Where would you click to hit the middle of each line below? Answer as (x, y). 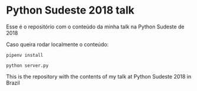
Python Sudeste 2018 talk (70, 10)
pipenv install (25, 55)
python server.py (27, 66)
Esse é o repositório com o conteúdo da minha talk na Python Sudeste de (95, 27)
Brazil (13, 83)
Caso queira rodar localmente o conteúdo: (58, 44)
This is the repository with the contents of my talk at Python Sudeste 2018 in (99, 76)
